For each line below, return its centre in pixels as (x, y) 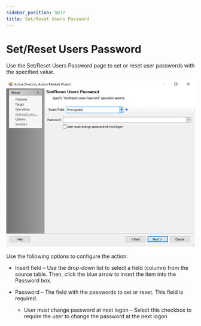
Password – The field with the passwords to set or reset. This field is (99, 292)
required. (26, 299)
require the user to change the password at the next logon (95, 316)
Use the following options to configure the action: (67, 256)
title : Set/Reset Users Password (48, 19)
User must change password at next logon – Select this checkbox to (108, 310)
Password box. (33, 281)
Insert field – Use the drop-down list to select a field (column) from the (102, 268)
